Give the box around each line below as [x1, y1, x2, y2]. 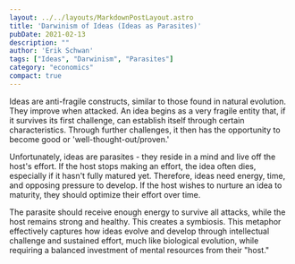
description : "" [9, 38, 70, 47]
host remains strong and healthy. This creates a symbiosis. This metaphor [9, 216, 282, 226]
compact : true [9, 72, 63, 81]
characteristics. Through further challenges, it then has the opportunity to [9, 124, 281, 135]
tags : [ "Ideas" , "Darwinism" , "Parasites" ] [9, 55, 174, 64]
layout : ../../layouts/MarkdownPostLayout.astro [9, 13, 194, 22]
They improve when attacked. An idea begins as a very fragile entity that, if [9, 105, 286, 116]
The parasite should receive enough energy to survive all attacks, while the [9, 207, 286, 217]
